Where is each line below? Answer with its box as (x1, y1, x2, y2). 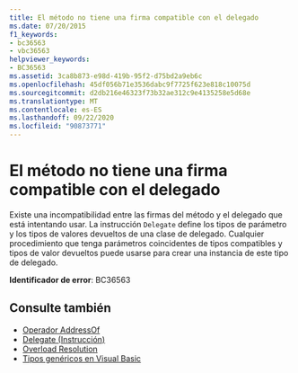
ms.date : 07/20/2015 (9, 22, 87, 31)
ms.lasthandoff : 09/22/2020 (9, 113, 115, 122)
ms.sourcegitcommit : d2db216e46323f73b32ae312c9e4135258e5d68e (9, 88, 251, 97)
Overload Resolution (22, 343, 99, 354)
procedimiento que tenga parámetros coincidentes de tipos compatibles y (9, 237, 283, 248)
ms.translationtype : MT (9, 96, 99, 106)
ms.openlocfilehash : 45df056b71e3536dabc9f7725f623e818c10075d (9, 80, 251, 89)
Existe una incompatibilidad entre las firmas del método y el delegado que (9, 209, 283, 220)
